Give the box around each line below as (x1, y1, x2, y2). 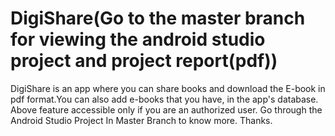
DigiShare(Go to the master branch (10, 7, 306, 30)
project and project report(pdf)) (10, 50, 278, 72)
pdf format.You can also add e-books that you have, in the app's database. (10, 93, 319, 105)
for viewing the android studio (10, 28, 266, 51)
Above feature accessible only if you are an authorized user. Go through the (10, 103, 323, 116)
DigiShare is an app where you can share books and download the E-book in (10, 82, 326, 94)
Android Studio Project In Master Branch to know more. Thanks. (10, 114, 273, 126)
